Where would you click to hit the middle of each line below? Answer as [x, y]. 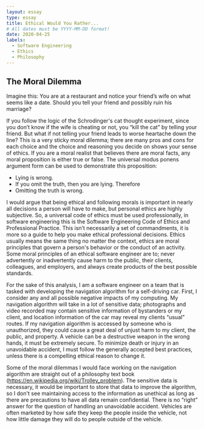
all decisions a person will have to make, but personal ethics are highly [95, 209]
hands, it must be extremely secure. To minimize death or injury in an [93, 343]
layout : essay [24, 12]
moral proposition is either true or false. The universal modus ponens [93, 160]
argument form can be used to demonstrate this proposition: [82, 166]
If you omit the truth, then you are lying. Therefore [78, 184]
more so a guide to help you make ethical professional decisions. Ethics [96, 235]
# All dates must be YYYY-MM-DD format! [58, 29]
